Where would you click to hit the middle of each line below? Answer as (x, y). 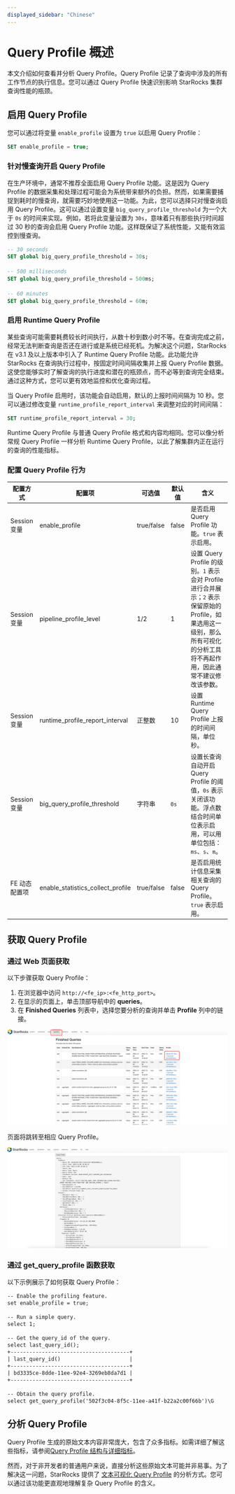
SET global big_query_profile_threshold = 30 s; (78, 257)
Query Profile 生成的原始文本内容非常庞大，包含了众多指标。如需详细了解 (113, 1442)
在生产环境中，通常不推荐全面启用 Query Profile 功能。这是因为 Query (108, 183)
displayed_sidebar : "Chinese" (51, 15)
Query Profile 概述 (60, 52)
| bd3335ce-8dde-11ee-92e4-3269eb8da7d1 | (70, 1373)
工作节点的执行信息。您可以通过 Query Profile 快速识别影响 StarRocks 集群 (115, 82)
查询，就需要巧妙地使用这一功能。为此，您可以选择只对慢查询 (133, 200)
